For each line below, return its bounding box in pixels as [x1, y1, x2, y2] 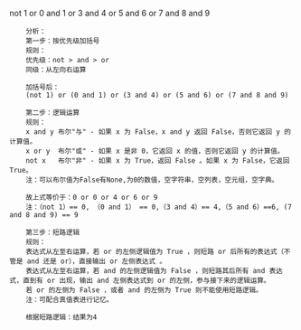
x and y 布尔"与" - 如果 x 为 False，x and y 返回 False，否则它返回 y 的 [25, 127, 292, 137]
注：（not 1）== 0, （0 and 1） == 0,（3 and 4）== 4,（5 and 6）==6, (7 [25, 203, 292, 212]
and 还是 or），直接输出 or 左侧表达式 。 [26, 257, 167, 266]
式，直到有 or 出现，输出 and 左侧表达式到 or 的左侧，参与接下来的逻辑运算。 [9, 276, 271, 285]
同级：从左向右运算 [25, 65, 87, 74]
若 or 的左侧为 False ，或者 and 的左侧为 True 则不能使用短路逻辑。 [25, 286, 263, 295]
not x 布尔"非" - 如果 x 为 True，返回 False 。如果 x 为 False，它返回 [25, 156, 290, 165]
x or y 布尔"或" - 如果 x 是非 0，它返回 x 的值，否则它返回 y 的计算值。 [25, 146, 285, 156]
